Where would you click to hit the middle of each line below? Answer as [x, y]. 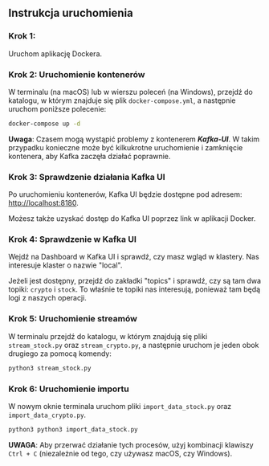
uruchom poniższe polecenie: [57, 108]
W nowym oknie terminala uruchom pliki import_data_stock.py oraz [120, 406]
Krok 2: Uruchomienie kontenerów [77, 74]
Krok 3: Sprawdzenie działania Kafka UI [87, 177]
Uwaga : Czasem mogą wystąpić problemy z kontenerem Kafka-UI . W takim [134, 139]
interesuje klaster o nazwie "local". [65, 265]
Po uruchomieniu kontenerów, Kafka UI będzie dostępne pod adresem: [125, 194]
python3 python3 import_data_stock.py [73, 429]
